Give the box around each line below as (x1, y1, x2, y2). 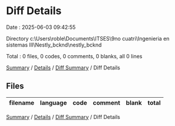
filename (9, 98, 35, 107)
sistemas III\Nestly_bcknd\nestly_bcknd (6, 41, 102, 48)
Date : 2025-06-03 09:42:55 (6, 24, 76, 31)
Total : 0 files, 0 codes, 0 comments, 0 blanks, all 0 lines (6, 52, 143, 59)
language (40, 98, 67, 107)
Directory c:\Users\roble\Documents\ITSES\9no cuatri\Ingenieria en (6, 35, 170, 42)
